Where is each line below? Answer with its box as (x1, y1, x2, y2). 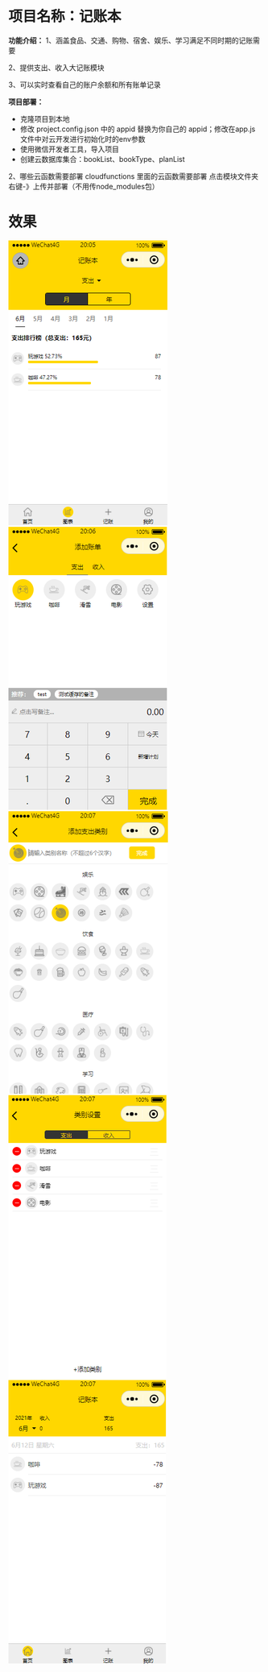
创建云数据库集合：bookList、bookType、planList (19, 154, 185, 163)
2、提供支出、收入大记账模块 (8, 62, 105, 72)
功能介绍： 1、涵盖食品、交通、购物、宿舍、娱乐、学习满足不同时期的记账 (8, 35, 254, 45)
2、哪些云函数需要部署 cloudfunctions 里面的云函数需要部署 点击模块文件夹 (8, 171, 259, 181)
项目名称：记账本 (8, 7, 122, 26)
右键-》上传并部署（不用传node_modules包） (8, 181, 159, 191)
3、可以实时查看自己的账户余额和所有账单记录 (8, 80, 161, 89)
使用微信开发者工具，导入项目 (19, 144, 119, 154)
